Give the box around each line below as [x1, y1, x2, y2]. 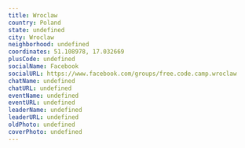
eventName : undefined [8, 92, 79, 99]
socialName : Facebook [8, 63, 79, 70]
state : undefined [8, 26, 65, 34]
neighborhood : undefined [8, 41, 90, 49]
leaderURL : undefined [8, 114, 79, 121]
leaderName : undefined [8, 106, 82, 114]
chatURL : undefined [8, 84, 72, 92]
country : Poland [8, 19, 61, 27]
